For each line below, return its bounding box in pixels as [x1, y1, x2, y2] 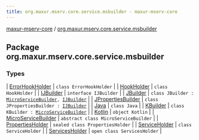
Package [6, 42, 40, 52]
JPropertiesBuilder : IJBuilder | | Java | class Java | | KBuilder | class [6, 102, 185, 109]
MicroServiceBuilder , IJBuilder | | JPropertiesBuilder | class [6, 96, 158, 103]
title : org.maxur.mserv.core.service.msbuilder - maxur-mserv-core [6, 8, 178, 15]
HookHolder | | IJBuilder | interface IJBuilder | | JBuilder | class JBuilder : [6, 89, 194, 97]
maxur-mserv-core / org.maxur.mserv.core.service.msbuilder [6, 25, 157, 32]
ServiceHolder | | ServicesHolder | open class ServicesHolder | [6, 127, 162, 135]
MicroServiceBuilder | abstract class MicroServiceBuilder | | [6, 114, 158, 122]
